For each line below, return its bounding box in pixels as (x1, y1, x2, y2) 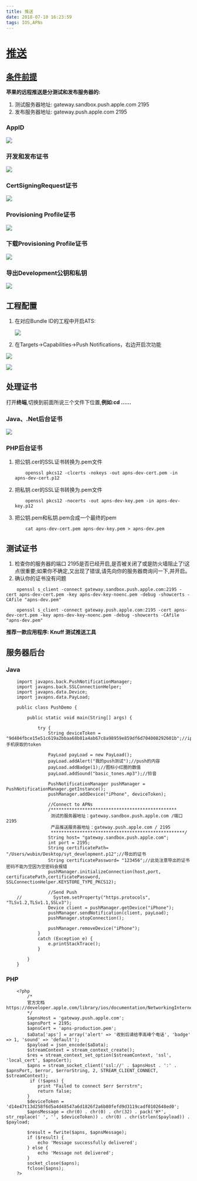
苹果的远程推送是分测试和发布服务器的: (6, 89, 101, 96)
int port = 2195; (47, 839, 91, 846)
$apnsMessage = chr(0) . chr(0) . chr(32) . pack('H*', (27, 1109, 167, 1115)
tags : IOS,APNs (6, 19, 43, 25)
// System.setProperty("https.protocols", (16, 895, 151, 900)
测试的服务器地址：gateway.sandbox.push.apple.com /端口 (50, 813, 183, 819)
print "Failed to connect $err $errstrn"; (37, 1083, 143, 1089)
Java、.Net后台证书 (6, 415, 63, 423)
